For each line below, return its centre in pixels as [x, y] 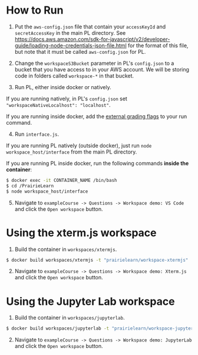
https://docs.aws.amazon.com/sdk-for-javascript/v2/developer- [92, 39]
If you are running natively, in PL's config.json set [67, 99]
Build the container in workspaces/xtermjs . [66, 249]
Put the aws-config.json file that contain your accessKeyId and [90, 27]
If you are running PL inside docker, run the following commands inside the [98, 163]
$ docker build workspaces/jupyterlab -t [58, 328]
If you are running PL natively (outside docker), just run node [79, 145]
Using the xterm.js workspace [81, 232]
